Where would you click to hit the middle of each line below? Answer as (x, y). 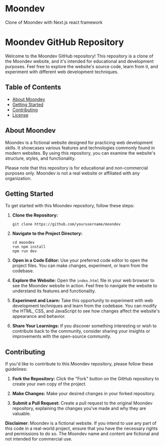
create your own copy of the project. (49, 384)
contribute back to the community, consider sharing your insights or (81, 331)
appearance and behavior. (39, 316)
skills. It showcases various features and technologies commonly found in (80, 148)
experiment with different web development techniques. (62, 72)
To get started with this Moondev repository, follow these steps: (70, 206)
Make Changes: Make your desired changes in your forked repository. (84, 394)
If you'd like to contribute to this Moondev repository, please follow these (79, 364)
